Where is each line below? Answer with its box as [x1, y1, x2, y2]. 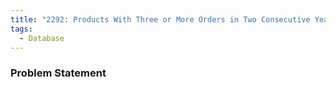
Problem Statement [10, 66, 107, 80]
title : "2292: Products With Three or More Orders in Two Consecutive [10, 14, 311, 25]
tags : [10, 24, 33, 34]
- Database [19, 33, 65, 43]
